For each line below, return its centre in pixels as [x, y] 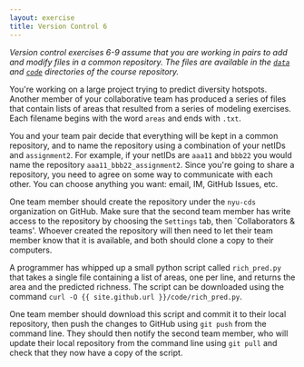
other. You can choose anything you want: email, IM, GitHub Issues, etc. [144, 183]
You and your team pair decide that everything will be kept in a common [144, 135]
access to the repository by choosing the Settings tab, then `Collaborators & [152, 221]
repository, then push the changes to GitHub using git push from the [138, 323]
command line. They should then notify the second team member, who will [149, 333]
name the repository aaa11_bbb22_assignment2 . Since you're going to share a [152, 164]
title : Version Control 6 [58, 26]
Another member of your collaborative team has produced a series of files [148, 99]
